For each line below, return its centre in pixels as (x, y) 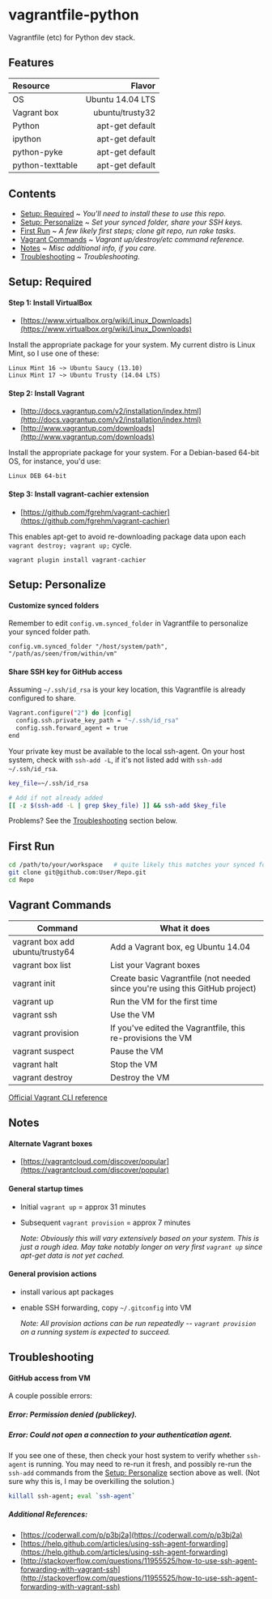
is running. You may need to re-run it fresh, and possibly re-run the (140, 1464)
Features (31, 63)
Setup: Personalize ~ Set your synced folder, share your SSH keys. (131, 222)
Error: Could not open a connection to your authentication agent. (120, 1435)
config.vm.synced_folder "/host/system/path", (88, 647)
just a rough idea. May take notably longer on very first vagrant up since (141, 1247)
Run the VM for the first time (164, 1001)
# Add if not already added (56, 798)
